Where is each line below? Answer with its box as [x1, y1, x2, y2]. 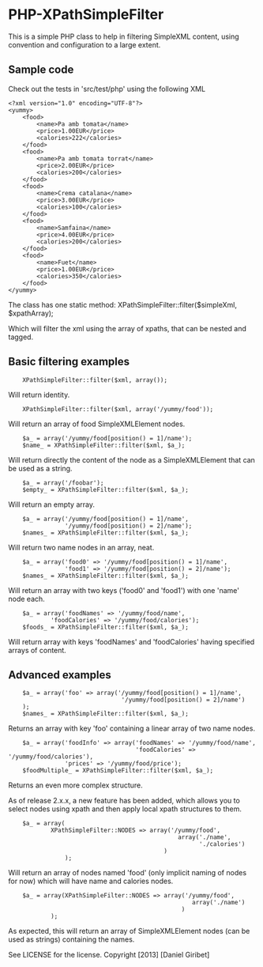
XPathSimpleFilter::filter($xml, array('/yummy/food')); [22, 405, 214, 413]
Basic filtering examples [8, 355, 130, 368]
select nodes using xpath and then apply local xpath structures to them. [8, 804, 242, 814]
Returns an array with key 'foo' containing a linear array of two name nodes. [8, 723, 255, 733]
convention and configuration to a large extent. [8, 40, 161, 49]
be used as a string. [8, 463, 73, 473]
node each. [8, 594, 45, 603]
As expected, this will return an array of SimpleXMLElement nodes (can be [8, 927, 250, 936]
